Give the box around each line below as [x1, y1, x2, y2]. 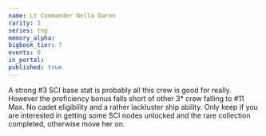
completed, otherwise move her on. [8, 119, 125, 128]
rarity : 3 [8, 19, 42, 27]
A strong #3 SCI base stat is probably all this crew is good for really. [8, 85, 232, 95]
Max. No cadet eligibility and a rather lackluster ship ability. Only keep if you [8, 102, 258, 111]
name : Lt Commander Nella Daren [8, 11, 116, 20]
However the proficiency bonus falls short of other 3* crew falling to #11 [8, 93, 245, 103]
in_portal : [8, 56, 45, 64]
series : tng [8, 26, 48, 34]
